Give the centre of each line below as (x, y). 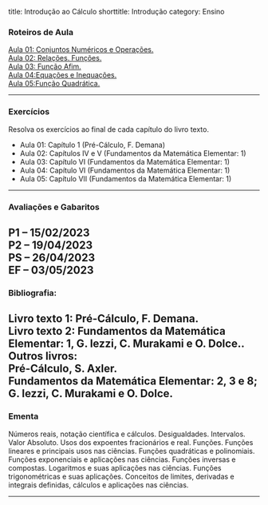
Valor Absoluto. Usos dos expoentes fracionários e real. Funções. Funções (131, 442)
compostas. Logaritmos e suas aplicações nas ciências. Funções (115, 467)
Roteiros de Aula (41, 32)
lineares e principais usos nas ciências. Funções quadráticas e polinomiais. (132, 451)
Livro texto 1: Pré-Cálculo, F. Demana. (104, 319)
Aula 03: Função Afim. (45, 66)
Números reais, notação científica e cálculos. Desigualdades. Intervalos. (127, 434)
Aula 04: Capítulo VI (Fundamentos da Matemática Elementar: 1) (125, 170)
